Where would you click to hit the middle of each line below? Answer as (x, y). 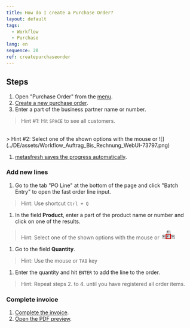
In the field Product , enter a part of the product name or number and (99, 215)
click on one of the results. (47, 221)
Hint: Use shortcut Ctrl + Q (55, 203)
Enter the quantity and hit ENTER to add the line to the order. (87, 272)
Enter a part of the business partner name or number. (80, 109)
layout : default (26, 19)
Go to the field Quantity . (45, 249)
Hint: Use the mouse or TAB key (59, 260)
